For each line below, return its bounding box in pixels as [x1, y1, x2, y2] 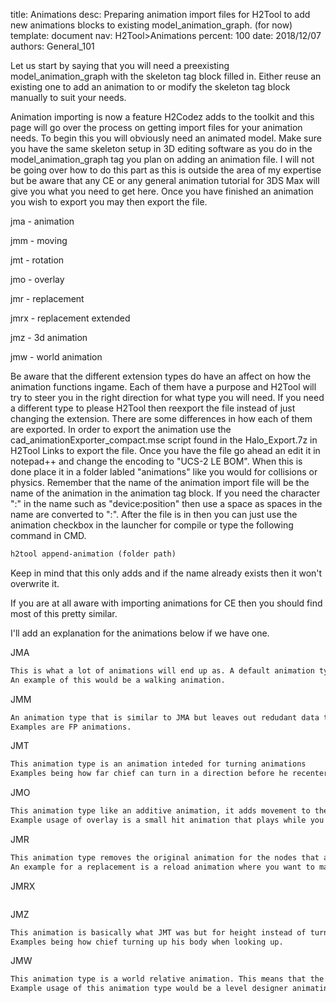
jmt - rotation [10, 254, 65, 266]
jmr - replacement [10, 293, 85, 304]
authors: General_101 [10, 40, 95, 52]
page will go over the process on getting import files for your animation [10, 122, 303, 133]
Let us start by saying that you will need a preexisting [10, 60, 230, 71]
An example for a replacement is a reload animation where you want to [10, 862, 315, 872]
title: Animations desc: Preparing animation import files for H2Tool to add [10, 9, 311, 20]
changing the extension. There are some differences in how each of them [10, 413, 313, 424]
